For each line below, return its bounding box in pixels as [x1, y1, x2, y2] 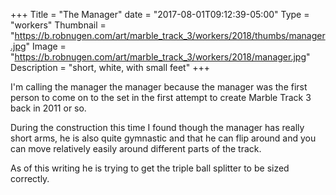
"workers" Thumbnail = [10, 19, 107, 31]
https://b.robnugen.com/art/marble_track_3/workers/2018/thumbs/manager [14, 30, 326, 41]
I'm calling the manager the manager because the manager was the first [10, 81, 308, 93]
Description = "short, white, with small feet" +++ [10, 62, 210, 73]
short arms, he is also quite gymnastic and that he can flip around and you [10, 132, 317, 144]
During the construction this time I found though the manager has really [10, 122, 305, 133]
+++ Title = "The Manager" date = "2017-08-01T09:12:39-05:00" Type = [10, 9, 310, 20]
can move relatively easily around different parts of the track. [10, 143, 262, 154]
